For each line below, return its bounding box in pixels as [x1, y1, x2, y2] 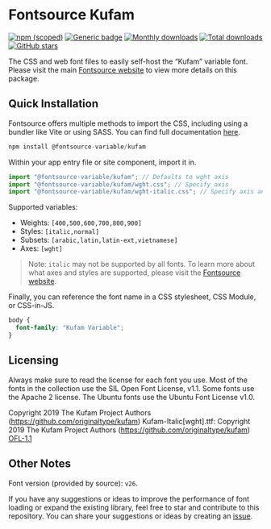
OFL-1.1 [8, 433, 32, 443]
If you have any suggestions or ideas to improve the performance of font [8, 494, 250, 503]
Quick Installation [8, 97, 99, 110]
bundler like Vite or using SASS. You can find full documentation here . [8, 127, 240, 136]
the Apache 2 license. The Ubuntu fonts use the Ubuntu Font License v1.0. [8, 392, 256, 402]
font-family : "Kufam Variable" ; [15, 324, 125, 332]
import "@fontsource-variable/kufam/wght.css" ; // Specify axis [8, 180, 229, 189]
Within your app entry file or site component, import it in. [8, 157, 197, 167]
